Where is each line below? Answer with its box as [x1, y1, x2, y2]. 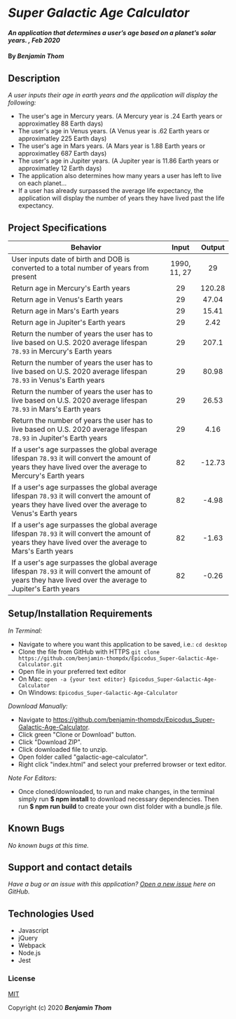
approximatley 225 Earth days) [18, 135, 107, 143]
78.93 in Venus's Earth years [11, 375, 105, 385]
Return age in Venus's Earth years [11, 295, 123, 304]
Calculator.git [18, 661, 63, 668]
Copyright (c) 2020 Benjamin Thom [8, 1003, 112, 1011]
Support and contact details [8, 861, 132, 874]
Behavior [70, 243, 102, 252]
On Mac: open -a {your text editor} [18, 675, 127, 683]
